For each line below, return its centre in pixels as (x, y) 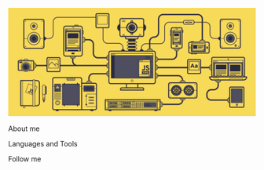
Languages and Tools (43, 143)
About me (24, 128)
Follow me (25, 159)
